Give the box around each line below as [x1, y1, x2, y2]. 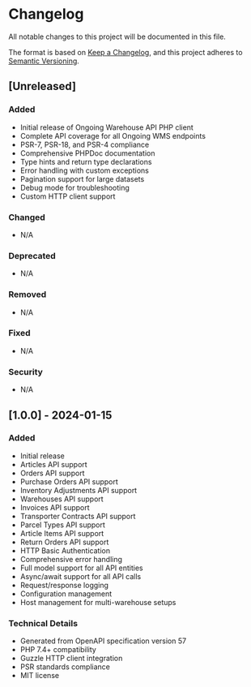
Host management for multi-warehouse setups [19, 597, 177, 607]
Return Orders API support [19, 537, 109, 547]
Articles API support [19, 459, 87, 469]
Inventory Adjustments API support [19, 485, 138, 495]
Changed [8, 212, 46, 223]
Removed [8, 289, 47, 300]
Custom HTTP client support [19, 191, 116, 201]
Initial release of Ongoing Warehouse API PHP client [19, 122, 194, 132]
